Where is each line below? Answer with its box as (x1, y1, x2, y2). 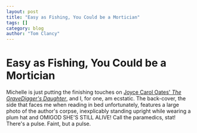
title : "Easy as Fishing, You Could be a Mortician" (6, 14, 140, 20)
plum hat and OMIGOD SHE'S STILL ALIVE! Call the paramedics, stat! (6, 114, 176, 121)
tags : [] (6, 20, 28, 26)
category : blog (6, 25, 44, 31)
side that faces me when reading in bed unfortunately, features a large (6, 102, 179, 109)
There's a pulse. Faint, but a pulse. (6, 120, 91, 128)
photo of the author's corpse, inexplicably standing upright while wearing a (6, 107, 191, 115)
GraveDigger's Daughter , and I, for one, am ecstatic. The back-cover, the (6, 95, 186, 102)
